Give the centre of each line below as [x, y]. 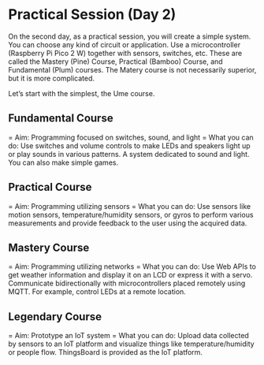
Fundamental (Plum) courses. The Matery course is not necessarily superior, [132, 69]
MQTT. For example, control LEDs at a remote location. [97, 292]
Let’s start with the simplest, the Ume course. [82, 93]
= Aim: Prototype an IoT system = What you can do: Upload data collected [129, 336]
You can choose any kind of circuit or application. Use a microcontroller [125, 44]
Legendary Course [55, 317]
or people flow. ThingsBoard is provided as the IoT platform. [106, 352]
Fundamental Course [61, 119]
